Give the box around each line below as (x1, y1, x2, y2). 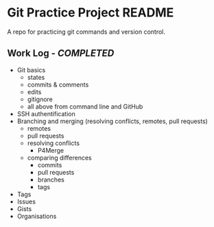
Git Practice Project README (7, 5, 174, 21)
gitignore (27, 95, 53, 103)
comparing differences (27, 153, 92, 162)
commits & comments (27, 80, 89, 89)
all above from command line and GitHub (27, 102, 143, 111)
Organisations (16, 212, 57, 220)
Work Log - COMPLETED (7, 47, 115, 59)
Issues (16, 197, 36, 206)
